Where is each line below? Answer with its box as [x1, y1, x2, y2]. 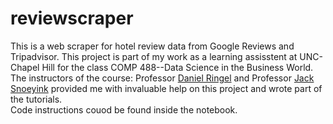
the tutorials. [10, 93, 63, 105]
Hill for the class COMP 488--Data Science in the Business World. [41, 61, 314, 73]
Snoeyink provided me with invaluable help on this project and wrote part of [10, 82, 323, 94]
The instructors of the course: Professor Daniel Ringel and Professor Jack [10, 72, 315, 84]
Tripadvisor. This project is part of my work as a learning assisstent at [10, 50, 298, 62]
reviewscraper [10, 7, 134, 30]
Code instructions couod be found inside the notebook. [10, 103, 238, 116]
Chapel [10, 61, 40, 73]
